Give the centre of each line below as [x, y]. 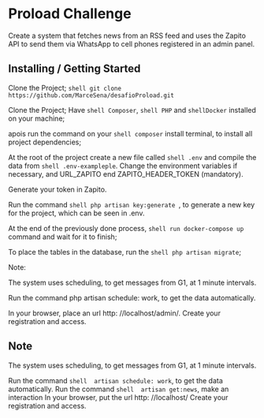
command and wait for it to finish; [63, 237]
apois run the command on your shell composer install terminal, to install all [130, 133]
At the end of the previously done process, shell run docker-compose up [126, 228]
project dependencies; [45, 142]
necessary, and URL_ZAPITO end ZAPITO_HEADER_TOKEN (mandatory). [126, 174]
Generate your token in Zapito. [58, 189]
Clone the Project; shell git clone [65, 88]
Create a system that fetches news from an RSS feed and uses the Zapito [127, 35]
